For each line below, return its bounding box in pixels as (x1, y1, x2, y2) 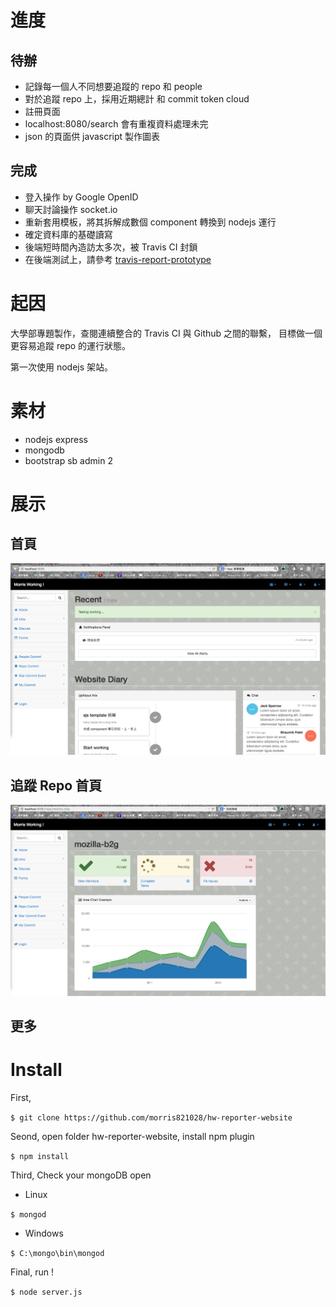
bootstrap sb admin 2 (24, 454, 113, 466)
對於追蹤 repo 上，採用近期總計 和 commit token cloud (24, 93, 250, 105)
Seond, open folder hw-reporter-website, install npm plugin (10, 1130, 255, 1142)
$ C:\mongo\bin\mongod (10, 1248, 105, 1258)
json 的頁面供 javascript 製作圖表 (24, 131, 161, 142)
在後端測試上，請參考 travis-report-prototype (24, 253, 212, 265)
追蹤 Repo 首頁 (10, 777, 103, 794)
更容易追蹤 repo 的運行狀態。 (10, 339, 132, 351)
